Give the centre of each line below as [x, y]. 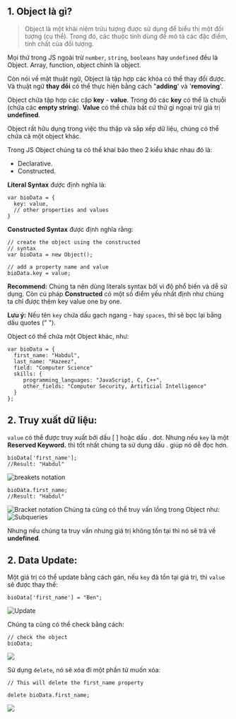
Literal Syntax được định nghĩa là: [57, 185]
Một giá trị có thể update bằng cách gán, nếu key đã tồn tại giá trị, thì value [116, 577]
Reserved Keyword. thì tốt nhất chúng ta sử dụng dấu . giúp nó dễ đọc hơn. [118, 445]
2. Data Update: [42, 560]
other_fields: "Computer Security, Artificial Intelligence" [115, 386]
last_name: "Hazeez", [46, 361]
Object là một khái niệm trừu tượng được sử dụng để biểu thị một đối [124, 28]
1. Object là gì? [40, 12]
